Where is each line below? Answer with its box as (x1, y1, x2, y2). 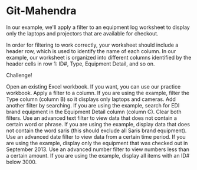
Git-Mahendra (6, 4, 77, 18)
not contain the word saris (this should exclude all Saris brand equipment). (6, 127, 187, 134)
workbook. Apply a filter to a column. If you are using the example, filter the (6, 89, 190, 96)
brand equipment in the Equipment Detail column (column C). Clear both (6, 108, 182, 115)
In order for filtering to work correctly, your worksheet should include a (6, 41, 179, 48)
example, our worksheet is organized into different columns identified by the (6, 54, 192, 61)
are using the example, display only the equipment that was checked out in (6, 139, 188, 146)
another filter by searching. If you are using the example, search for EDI (6, 102, 180, 109)
